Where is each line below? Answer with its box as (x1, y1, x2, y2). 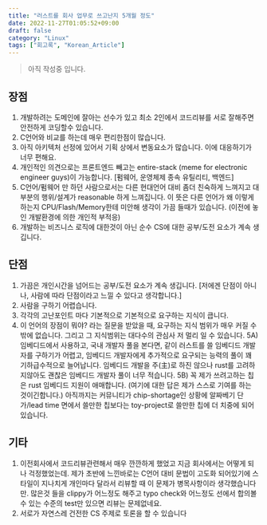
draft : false (8, 26, 52, 34)
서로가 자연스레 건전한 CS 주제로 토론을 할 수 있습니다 (19, 508, 187, 518)
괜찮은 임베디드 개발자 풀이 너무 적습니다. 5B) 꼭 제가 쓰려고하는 (47, 370, 246, 380)
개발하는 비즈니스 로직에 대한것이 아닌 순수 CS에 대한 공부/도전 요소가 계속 (19, 222, 251, 231)
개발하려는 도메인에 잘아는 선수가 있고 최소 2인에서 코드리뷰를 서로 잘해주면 (19, 112, 254, 122)
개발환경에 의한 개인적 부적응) (28, 212, 121, 222)
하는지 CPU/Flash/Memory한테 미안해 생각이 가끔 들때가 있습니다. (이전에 (19, 202, 251, 211)
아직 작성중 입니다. (27, 65, 86, 74)
